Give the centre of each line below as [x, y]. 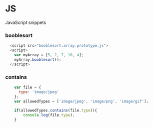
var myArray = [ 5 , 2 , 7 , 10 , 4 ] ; [49, 55]
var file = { [28, 87]
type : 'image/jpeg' [38, 92]
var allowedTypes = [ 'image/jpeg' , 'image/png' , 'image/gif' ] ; [81, 101]
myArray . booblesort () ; [38, 60]
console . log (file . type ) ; [49, 115]
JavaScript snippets [26, 22]
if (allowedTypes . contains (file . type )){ [56, 111]
